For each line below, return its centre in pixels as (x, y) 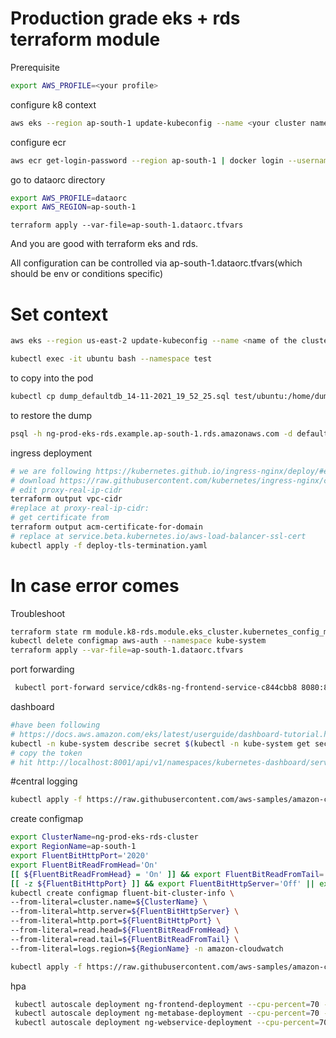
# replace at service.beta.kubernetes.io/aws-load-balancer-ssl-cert (158, 536)
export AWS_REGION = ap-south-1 (73, 207)
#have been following (55, 725)
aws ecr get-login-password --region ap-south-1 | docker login (147, 160)
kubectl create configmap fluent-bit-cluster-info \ (122, 893)
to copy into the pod (52, 378)
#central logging (44, 781)
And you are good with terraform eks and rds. (104, 244)
